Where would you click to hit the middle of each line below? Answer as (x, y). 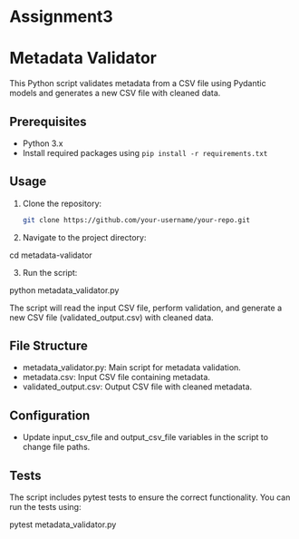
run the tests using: (45, 507)
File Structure (48, 346)
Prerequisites (48, 121)
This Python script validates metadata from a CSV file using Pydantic (138, 83)
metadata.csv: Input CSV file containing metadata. (116, 377)
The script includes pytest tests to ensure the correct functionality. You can (150, 497)
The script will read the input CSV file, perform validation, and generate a (146, 308)
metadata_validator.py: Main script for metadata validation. (132, 367)
